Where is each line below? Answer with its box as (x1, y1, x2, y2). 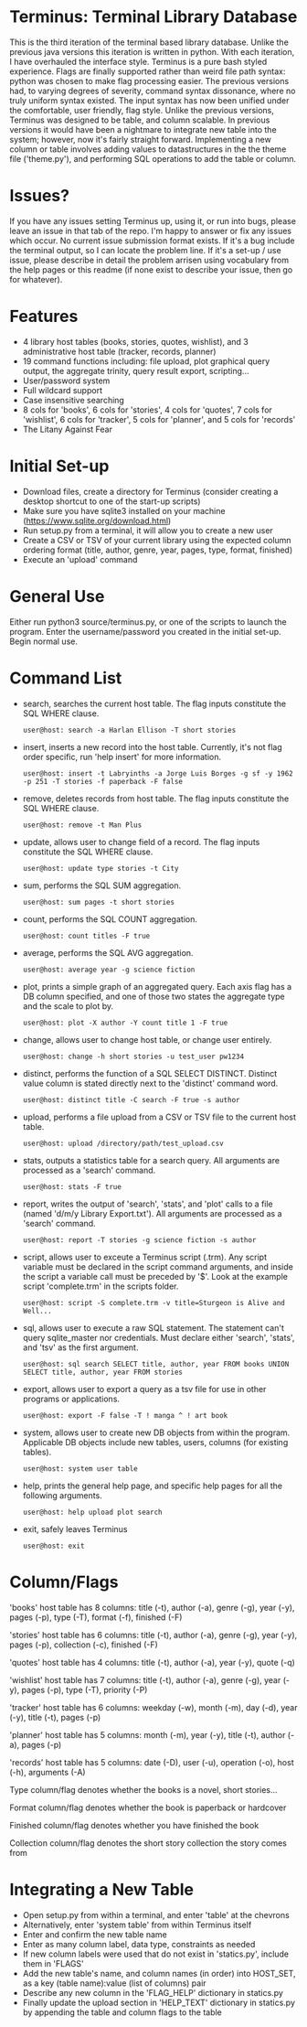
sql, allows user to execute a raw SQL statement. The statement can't (22, 1322, 285, 1333)
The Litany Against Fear (22, 424, 112, 434)
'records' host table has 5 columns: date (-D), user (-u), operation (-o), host (9, 1756, 294, 1767)
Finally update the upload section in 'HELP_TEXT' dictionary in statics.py (22, 1997, 295, 2008)
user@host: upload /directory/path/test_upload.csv (22, 1139, 224, 1148)
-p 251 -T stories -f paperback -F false (22, 777, 183, 786)
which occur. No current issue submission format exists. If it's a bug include (9, 235, 295, 246)
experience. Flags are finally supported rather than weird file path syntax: (9, 66, 286, 77)
